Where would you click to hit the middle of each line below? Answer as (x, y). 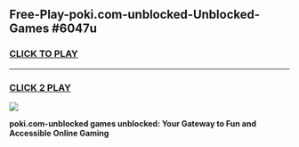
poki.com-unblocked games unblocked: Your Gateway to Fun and (133, 123)
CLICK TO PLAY (44, 54)
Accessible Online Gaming (59, 133)
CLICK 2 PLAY (40, 87)
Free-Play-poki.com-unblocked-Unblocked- (135, 15)
